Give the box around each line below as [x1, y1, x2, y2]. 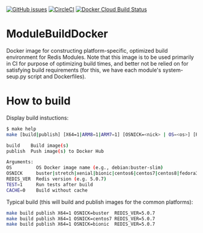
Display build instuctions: [6, 114, 69, 121]
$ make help [6, 126, 36, 132]
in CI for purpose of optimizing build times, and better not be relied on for [6, 59, 188, 67]
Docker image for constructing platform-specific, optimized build [6, 47, 168, 54]
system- [162, 66, 183, 73]
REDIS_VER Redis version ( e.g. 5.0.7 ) [6, 176, 107, 182]
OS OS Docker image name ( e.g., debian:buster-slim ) [6, 164, 164, 171]
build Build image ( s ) [6, 143, 69, 149]
